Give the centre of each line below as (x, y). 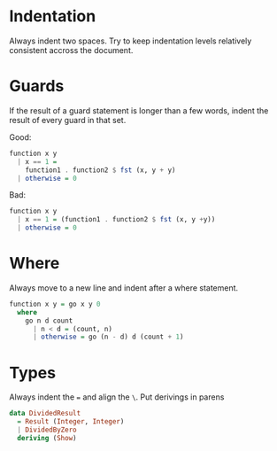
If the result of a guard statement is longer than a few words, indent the (139, 110)
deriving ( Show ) (47, 438)
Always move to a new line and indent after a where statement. (124, 288)
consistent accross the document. (71, 50)
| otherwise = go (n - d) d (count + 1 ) (108, 337)
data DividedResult (45, 414)
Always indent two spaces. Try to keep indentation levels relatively (131, 41)
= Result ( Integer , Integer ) (71, 422)
